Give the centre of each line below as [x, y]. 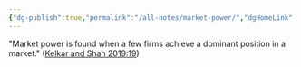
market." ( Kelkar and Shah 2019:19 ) [74, 53]
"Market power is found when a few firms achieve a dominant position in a [147, 43]
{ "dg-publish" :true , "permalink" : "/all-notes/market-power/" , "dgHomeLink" [151, 18]
